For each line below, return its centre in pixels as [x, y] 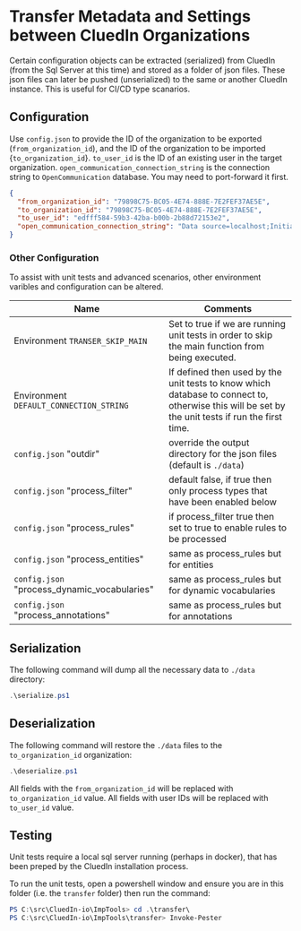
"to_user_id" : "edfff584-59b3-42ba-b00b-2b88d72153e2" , [124, 218]
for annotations [201, 616]
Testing [31, 836]
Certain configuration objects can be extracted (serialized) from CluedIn [142, 60]
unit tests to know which [220, 384]
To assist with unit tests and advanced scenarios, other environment [135, 277]
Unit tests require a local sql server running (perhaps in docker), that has [143, 857]
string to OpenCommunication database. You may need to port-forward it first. [149, 177]
